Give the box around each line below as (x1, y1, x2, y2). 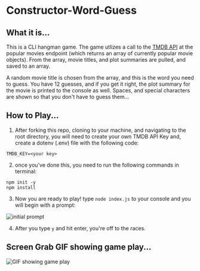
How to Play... (6, 110, 59, 121)
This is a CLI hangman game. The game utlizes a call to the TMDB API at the (6, 43, 193, 50)
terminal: (14, 167, 37, 174)
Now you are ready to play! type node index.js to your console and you (14, 195, 191, 202)
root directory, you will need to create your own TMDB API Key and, (14, 133, 181, 140)
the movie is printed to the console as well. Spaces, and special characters (6, 87, 190, 94)
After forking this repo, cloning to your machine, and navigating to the (14, 127, 186, 134)
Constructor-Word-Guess (6, 4, 137, 17)
